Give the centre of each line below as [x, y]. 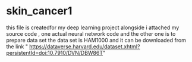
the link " [17, 46]
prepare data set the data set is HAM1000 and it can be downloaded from [96, 40]
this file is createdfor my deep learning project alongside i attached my [93, 27]
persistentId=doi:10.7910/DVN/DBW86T [54, 52]
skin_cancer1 [39, 11]
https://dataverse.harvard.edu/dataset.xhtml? [85, 46]
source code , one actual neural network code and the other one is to [91, 33]
